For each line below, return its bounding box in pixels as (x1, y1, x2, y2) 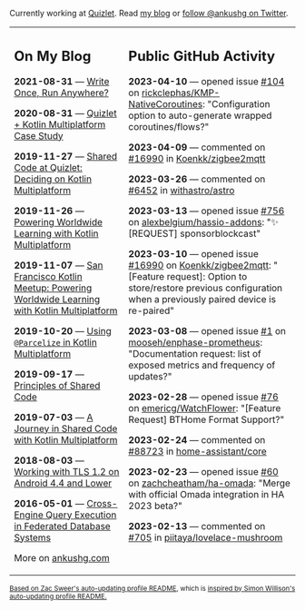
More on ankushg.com (14, 551, 111, 564)
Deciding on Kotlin (14, 172, 93, 185)
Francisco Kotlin (14, 270, 84, 282)
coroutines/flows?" (128, 120, 210, 133)
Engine (14, 508, 44, 521)
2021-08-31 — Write (14, 74, 110, 87)
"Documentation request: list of (128, 347, 261, 359)
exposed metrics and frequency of (128, 359, 276, 371)
